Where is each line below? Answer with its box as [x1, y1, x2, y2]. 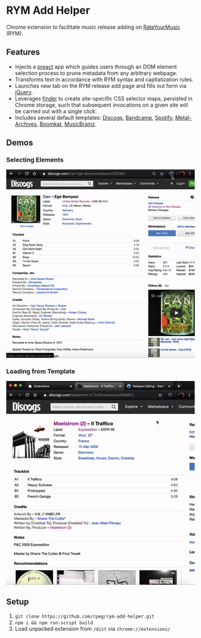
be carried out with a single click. [14, 107, 97, 114]
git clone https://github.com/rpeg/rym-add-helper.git [14, 613, 155, 620]
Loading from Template [6, 367, 75, 375]
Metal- [175, 114, 192, 121]
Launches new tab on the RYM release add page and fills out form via [14, 82, 187, 89]
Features [6, 47, 40, 58]
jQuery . [14, 88, 33, 96]
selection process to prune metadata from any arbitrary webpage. [14, 69, 178, 77]
